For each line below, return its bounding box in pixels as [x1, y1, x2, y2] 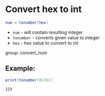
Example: [5, 64, 35, 73]
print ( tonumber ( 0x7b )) [5, 77, 53, 82]
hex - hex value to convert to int [12, 40, 78, 46]
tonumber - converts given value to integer [12, 34, 100, 41]
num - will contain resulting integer [12, 29, 83, 35]
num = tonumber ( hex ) [5, 20, 49, 25]
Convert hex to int [5, 4, 82, 15]
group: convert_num [5, 49, 47, 56]
